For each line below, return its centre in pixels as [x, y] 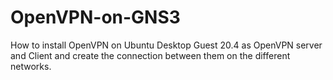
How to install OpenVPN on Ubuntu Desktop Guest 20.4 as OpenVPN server [166, 45]
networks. [31, 66]
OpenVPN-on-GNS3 [95, 17]
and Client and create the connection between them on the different [150, 55]
